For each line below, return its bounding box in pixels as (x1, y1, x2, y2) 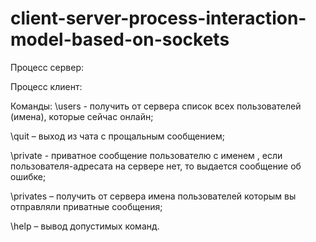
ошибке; (10, 170, 47, 182)
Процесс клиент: (10, 80, 83, 92)
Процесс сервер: (10, 61, 85, 73)
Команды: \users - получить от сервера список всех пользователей (10, 100, 302, 112)
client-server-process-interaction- (10, 7, 307, 30)
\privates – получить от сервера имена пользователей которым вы (10, 190, 297, 202)
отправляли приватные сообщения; (10, 200, 163, 212)
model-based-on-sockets (10, 28, 230, 51)
